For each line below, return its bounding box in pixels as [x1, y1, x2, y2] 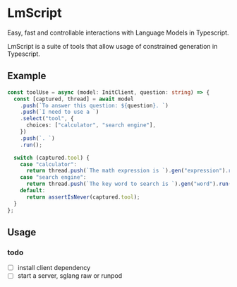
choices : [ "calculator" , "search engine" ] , [25, 122, 157, 129]
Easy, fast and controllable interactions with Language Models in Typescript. [7, 28, 229, 37]
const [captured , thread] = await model [13, 95, 134, 102]
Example [7, 70, 47, 82]
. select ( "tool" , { [20, 115, 74, 122]
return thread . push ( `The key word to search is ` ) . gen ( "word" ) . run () [25, 180, 235, 188]
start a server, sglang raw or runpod [17, 271, 123, 280]
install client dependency [17, 264, 91, 272]
